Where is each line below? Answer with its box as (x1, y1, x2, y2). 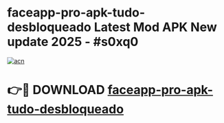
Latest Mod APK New (93, 19, 218, 35)
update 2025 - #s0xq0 (7, 34, 139, 49)
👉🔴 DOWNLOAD (7, 82, 105, 98)
